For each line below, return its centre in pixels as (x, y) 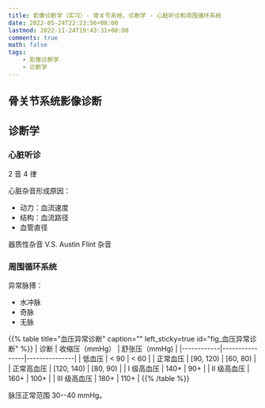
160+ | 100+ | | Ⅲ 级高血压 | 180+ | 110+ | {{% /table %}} (99, 379)
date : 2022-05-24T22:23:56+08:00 (63, 23)
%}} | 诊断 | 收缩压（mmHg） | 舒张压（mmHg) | (99, 349)
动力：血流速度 (44, 208)
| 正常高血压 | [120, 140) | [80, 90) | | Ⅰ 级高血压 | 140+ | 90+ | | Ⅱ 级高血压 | (129, 368)
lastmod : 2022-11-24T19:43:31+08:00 (68, 30)
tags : (17, 52)
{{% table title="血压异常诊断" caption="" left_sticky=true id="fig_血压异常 (129, 339)
